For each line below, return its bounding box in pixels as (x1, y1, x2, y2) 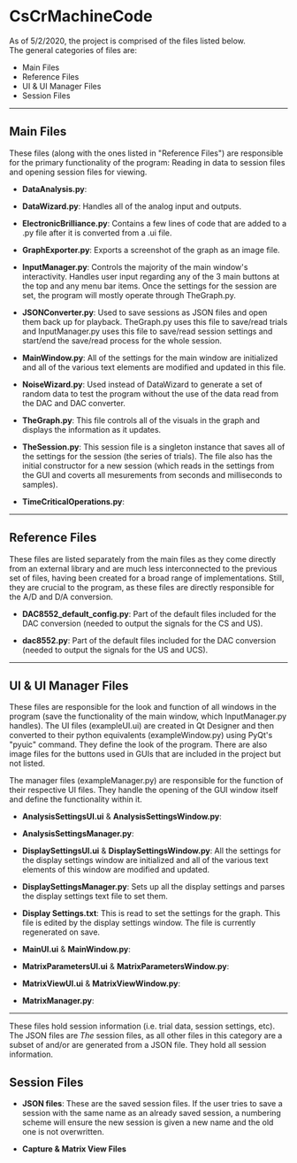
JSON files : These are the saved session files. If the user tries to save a (21, 1098, 283, 1109)
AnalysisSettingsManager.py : (21, 828, 134, 839)
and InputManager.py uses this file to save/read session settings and (21, 326, 273, 336)
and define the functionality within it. (9, 794, 143, 805)
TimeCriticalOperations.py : (21, 496, 126, 506)
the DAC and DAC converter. (21, 397, 126, 408)
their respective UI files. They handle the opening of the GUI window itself (9, 785, 278, 796)
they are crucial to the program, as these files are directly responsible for (9, 581, 275, 592)
